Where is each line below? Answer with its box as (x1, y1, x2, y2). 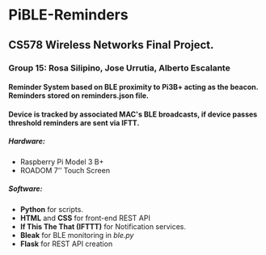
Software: (8, 184, 43, 193)
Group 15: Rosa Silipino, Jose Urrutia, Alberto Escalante (8, 62, 230, 74)
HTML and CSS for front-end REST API (19, 213, 151, 223)
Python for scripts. (19, 204, 83, 214)
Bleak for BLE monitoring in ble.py (19, 230, 134, 240)
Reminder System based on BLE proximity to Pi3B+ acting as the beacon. (8, 83, 259, 92)
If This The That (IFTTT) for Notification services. (19, 221, 186, 232)
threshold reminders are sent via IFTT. (8, 117, 140, 127)
